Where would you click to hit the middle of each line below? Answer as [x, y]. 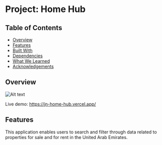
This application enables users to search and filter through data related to [81, 132]
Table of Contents [34, 28]
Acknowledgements [33, 66]
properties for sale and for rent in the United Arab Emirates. [66, 137]
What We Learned [31, 61]
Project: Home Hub [45, 9]
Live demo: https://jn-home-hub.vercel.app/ [51, 104]
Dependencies [28, 56]
